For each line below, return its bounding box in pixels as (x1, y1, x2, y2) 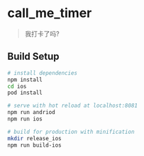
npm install (7, 76, 43, 83)
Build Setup (7, 51, 60, 63)
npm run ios (7, 115, 43, 123)
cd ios (7, 83, 27, 90)
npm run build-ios (7, 141, 62, 149)
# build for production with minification (7, 128, 135, 135)
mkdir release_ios (7, 135, 62, 142)
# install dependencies (7, 69, 78, 76)
